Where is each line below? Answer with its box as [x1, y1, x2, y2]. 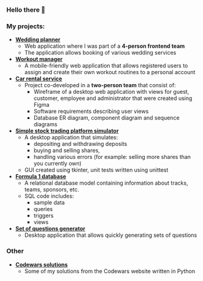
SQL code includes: [24, 193, 74, 200]
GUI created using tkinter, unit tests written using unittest [24, 166, 169, 174]
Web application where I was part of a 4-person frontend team [24, 42, 185, 50]
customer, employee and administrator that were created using [33, 94, 193, 102]
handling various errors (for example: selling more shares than [33, 153, 191, 161]
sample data [33, 199, 65, 206]
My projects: [6, 21, 45, 30]
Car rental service [15, 75, 63, 82]
